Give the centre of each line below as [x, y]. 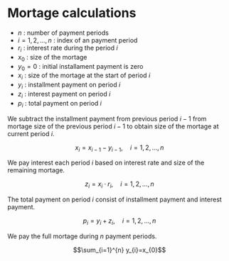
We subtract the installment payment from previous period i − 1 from [107, 118]
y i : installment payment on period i [69, 85]
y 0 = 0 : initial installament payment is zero [80, 67]
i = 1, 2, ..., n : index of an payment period [78, 40]
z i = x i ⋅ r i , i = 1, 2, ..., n [119, 185]
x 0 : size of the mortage [52, 58]
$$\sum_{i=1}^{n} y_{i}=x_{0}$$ [119, 250]
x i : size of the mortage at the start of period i [84, 76]
